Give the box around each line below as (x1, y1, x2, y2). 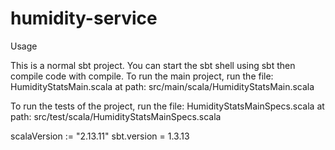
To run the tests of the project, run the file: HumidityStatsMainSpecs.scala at (10, 100, 325, 112)
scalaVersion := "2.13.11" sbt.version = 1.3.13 (10, 130, 190, 142)
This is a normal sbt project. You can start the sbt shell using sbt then (10, 59, 296, 71)
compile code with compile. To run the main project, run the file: (10, 70, 274, 82)
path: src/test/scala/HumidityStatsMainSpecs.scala (10, 110, 222, 122)
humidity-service (10, 7, 158, 30)
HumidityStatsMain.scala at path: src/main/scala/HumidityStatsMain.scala (10, 80, 315, 92)
